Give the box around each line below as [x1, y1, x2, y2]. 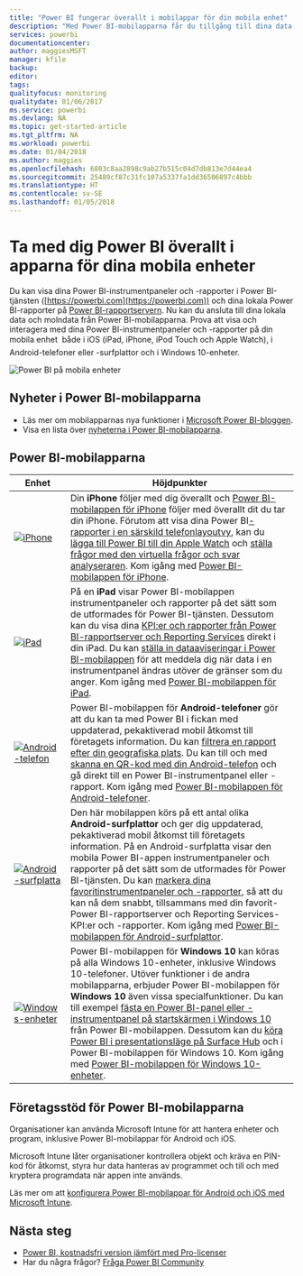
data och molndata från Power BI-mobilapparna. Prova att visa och [9, 314, 257, 325]
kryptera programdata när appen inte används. [9, 1170, 183, 1181]
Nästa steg [9, 1223, 72, 1238]
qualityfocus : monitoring [9, 88, 106, 97]
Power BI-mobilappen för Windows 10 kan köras [70, 945, 280, 958]
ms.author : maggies [9, 155, 83, 165]
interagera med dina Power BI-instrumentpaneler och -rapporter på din [9, 324, 273, 335]
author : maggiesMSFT [9, 47, 87, 56]
